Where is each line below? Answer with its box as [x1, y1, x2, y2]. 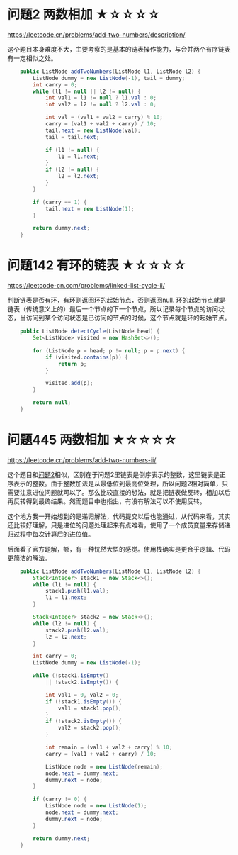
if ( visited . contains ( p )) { [45, 354, 129, 361]
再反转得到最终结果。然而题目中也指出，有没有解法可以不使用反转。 [7, 497, 206, 505]
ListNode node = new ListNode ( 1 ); [45, 803, 147, 810]
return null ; [33, 399, 72, 406]
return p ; [57, 360, 87, 367]
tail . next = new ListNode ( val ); [45, 127, 141, 134]
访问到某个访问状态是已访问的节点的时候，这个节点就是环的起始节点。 [25, 313, 231, 323]
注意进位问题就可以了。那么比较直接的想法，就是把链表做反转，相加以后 [19, 488, 231, 496]
